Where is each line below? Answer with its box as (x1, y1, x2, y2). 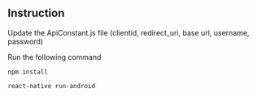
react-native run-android (7, 82, 95, 90)
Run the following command (7, 52, 102, 61)
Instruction (7, 6, 65, 20)
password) (7, 36, 44, 46)
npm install (7, 68, 48, 76)
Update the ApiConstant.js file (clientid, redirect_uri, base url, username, (7, 27, 250, 37)
